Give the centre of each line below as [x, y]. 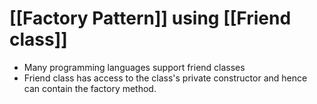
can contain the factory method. [90, 88]
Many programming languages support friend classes [134, 67]
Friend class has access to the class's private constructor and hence [165, 78]
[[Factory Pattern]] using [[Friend [150, 18]
